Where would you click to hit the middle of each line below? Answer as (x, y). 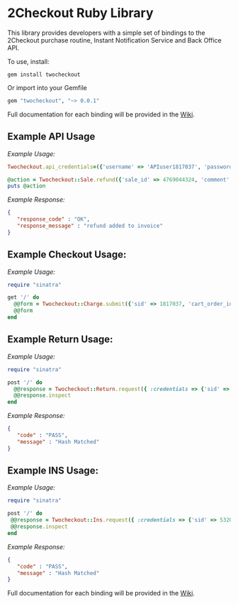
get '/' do (23, 297)
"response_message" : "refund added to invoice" (90, 226)
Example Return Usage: (60, 340)
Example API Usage (51, 137)
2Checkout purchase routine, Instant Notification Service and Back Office (114, 40)
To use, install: (28, 61)
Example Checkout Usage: (67, 254)
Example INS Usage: (53, 471)
